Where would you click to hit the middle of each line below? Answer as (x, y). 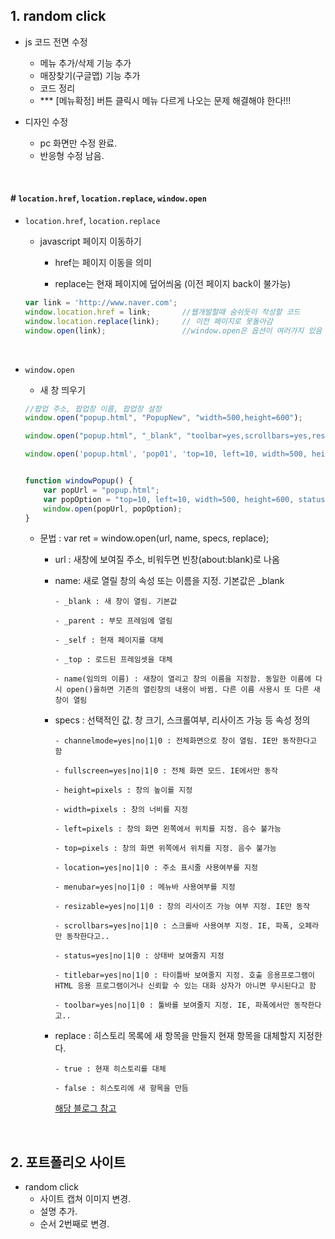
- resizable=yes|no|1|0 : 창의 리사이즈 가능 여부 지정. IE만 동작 (182, 907)
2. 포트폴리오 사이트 (68, 1162)
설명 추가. (58, 1211)
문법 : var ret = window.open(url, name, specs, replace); (154, 538)
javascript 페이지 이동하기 (90, 241)
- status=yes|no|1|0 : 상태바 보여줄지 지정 (139, 956)
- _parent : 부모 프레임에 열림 (113, 621)
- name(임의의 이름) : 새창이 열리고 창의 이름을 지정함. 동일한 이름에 (183, 679)
